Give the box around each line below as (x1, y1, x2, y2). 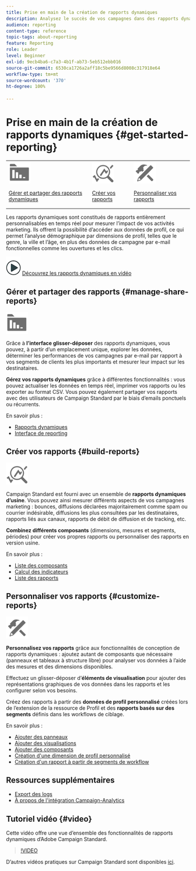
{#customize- (108, 591, 160, 601)
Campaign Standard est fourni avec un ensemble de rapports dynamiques (6, 490, 186, 498)
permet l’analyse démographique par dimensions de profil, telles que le (6, 232, 177, 240)
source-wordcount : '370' (6, 77, 66, 83)
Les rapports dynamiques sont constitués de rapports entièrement (6, 214, 166, 221)
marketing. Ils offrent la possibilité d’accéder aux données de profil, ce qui (6, 226, 184, 233)
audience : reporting (6, 22, 57, 28)
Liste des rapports (14, 574, 59, 581)
